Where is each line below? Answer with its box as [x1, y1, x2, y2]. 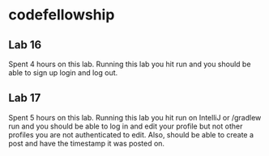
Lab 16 [8, 38, 42, 52]
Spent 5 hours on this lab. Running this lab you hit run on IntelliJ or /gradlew [8, 112, 262, 122]
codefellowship [8, 6, 115, 24]
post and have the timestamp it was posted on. [8, 138, 164, 148]
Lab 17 [8, 91, 41, 105]
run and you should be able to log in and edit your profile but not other [8, 121, 243, 131]
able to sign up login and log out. [8, 68, 118, 78]
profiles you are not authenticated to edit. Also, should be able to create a [8, 129, 254, 139]
